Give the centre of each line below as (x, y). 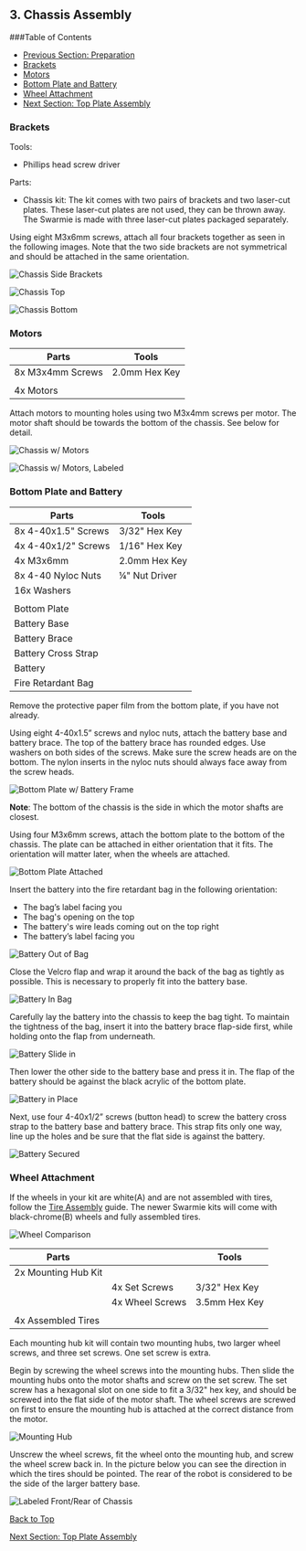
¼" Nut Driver (148, 575)
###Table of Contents (51, 37)
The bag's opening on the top (79, 917)
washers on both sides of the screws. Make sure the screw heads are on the (153, 752)
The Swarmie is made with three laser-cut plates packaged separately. (156, 219)
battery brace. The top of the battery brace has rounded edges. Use (138, 742)
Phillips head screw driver (71, 165)
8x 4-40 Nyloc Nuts (58, 575)
